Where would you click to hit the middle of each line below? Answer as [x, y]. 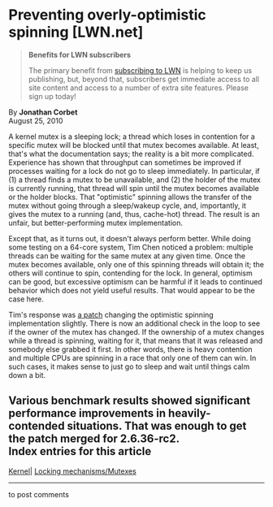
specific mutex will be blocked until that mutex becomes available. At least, [134, 145]
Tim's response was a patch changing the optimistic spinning [111, 314]
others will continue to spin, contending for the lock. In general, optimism [131, 273]
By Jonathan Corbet [43, 112]
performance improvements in [87, 413]
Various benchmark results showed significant [129, 401]
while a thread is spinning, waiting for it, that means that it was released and [136, 340]
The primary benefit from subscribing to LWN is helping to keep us [140, 70]
